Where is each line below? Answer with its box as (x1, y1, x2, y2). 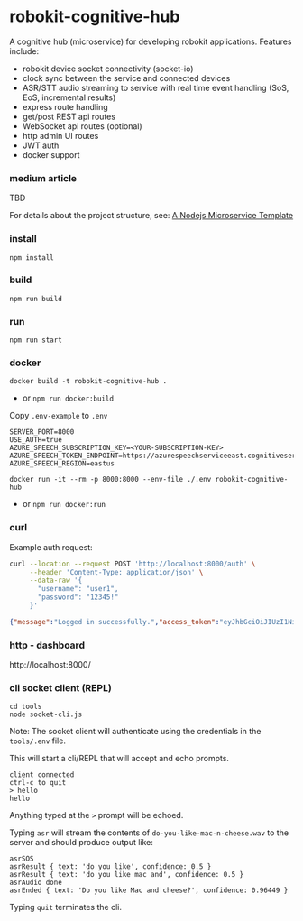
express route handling (22, 101, 108, 112)
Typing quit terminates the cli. (9, 902, 122, 913)
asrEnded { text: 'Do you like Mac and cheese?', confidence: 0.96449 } (9, 886, 289, 895)
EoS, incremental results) (22, 92, 116, 103)
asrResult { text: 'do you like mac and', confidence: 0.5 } (9, 870, 244, 880)
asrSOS (9, 854, 34, 863)
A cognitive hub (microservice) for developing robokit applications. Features (9, 36, 292, 47)
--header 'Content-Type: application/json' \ (29, 567, 204, 576)
